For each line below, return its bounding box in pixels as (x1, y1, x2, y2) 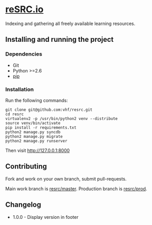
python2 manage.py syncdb (5, 129, 60, 135)
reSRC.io (5, 4, 44, 15)
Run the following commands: (5, 97, 68, 103)
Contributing (5, 162, 47, 171)
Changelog (5, 201, 41, 209)
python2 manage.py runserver (5, 138, 68, 143)
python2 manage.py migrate (5, 134, 63, 139)
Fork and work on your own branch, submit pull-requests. (5, 176, 127, 182)
